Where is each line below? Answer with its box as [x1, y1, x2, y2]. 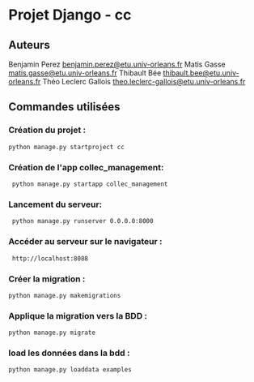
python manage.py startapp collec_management [11, 180, 168, 188]
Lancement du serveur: [8, 199, 103, 210]
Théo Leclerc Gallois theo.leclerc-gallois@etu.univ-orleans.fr [42, 77, 246, 86]
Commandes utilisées [8, 100, 121, 114]
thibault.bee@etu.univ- [163, 68, 240, 78]
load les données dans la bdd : [8, 347, 130, 358]
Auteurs [8, 38, 51, 52]
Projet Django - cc [8, 6, 132, 24]
